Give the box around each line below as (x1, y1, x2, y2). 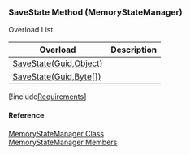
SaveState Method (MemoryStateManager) (8, 6, 183, 18)
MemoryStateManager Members (8, 137, 118, 147)
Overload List (8, 25, 54, 35)
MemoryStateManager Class (8, 128, 104, 138)
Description (110, 44, 157, 55)
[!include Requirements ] (8, 92, 87, 101)
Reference (8, 110, 45, 120)
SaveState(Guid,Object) (12, 58, 103, 69)
